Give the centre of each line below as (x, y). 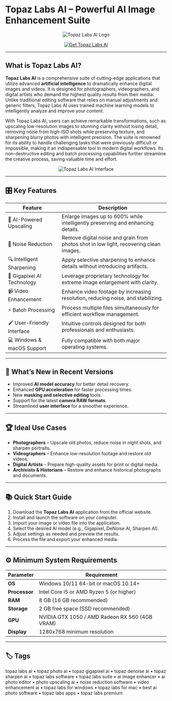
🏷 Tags (18, 656)
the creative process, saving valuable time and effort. (61, 159)
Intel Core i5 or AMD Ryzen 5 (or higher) (87, 591)
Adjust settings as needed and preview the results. (66, 534)
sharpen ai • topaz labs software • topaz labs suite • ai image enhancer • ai (85, 676)
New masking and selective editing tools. (57, 395)
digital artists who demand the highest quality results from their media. (80, 94)
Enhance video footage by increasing (106, 292)
